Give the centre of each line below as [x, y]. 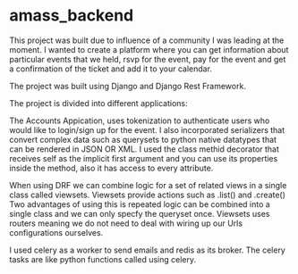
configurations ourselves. [56, 232]
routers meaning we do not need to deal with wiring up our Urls [126, 223]
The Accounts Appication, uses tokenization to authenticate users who [140, 120]
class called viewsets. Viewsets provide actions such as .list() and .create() [148, 195]
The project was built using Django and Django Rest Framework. [128, 86]
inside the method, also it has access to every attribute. [111, 168]
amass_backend [72, 16]
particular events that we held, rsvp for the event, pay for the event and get [148, 59]
